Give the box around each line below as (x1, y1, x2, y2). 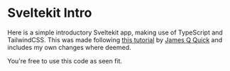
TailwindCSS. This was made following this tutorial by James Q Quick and (7, 35, 223, 44)
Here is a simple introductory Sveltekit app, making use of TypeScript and (7, 28, 224, 37)
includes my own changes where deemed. (7, 43, 131, 51)
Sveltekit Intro (7, 5, 92, 21)
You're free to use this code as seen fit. (7, 56, 123, 65)
